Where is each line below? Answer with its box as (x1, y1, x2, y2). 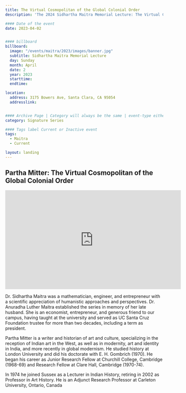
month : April (10, 62, 37, 68)
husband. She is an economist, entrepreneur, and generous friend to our (5, 309, 154, 315)
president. (5, 325, 27, 331)
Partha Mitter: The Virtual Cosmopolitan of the (5, 169, 153, 177)
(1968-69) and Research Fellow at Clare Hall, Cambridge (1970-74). (5, 361, 144, 367)
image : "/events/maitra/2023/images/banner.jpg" (10, 49, 113, 54)
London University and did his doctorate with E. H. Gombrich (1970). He (5, 351, 153, 357)
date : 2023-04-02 (5, 26, 42, 31)
